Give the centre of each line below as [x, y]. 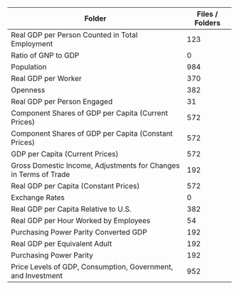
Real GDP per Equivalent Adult [62, 243]
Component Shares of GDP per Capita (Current [90, 113]
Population [29, 67]
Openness [28, 90]
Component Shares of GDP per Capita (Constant [92, 133]
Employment [32, 44]
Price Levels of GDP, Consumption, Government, [92, 267]
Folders [207, 23]
